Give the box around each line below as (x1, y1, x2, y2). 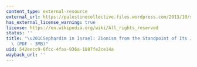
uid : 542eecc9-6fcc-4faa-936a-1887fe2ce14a (6, 47, 114, 52)
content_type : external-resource (6, 8, 88, 15)
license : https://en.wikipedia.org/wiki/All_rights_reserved (6, 24, 159, 31)
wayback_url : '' (6, 52, 46, 58)
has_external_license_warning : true (6, 19, 96, 25)
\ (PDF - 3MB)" (11, 41, 49, 47)
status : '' (6, 30, 33, 36)
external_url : (6, 14, 41, 20)
